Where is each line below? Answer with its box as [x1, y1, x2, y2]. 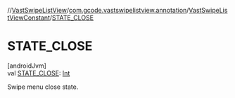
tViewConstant [7, 13, 51, 22]
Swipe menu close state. [7, 82, 79, 91]
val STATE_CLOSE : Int [7, 68, 70, 77]
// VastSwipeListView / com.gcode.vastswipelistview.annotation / [7, 6, 189, 14]
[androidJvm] [7, 61, 47, 70]
